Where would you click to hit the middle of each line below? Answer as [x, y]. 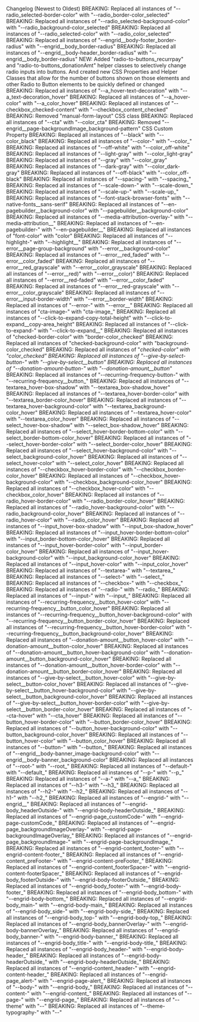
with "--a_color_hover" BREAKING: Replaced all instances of [96, 103]
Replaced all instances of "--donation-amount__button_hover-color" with [95, 640]
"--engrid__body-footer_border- [137, 40]
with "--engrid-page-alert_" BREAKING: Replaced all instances [114, 981]
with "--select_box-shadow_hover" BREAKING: [131, 425]
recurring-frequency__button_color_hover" [58, 608]
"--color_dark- [162, 166]
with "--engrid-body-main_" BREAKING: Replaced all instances [116, 905]
